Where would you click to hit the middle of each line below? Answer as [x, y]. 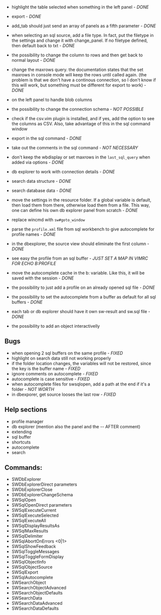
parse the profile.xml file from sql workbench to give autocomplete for [83, 229]
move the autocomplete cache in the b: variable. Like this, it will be [78, 273]
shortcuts [21, 442]
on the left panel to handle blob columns [52, 100]
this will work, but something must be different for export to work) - [79, 85]
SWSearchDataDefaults [35, 608]
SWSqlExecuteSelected [35, 515]
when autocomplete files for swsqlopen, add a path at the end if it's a [81, 384]
